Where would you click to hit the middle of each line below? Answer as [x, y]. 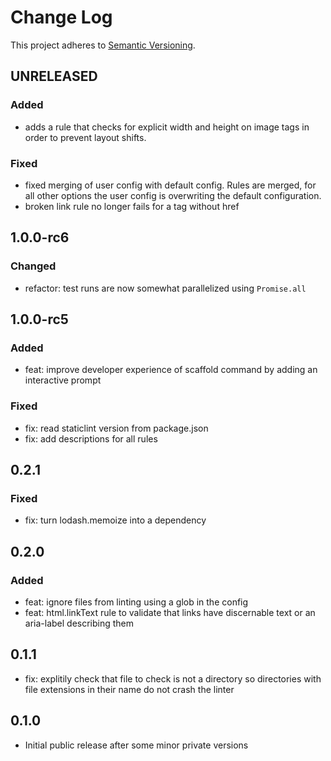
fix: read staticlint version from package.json [116, 428]
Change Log [61, 17]
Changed [33, 266]
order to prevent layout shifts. [85, 137]
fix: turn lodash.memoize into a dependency [115, 520]
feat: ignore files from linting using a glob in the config [136, 602]
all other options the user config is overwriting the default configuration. [173, 195]
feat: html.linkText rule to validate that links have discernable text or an [170, 612]
